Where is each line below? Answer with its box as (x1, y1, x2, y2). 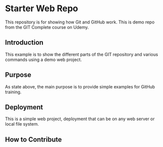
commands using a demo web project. (5, 57, 82, 63)
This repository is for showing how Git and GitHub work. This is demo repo (5, 19, 155, 25)
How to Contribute (5, 135, 62, 144)
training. (5, 89, 22, 95)
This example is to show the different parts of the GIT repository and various (5, 51, 158, 57)
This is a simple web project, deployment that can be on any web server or (5, 116, 155, 122)
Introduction (5, 39, 44, 47)
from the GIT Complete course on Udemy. (5, 24, 89, 30)
